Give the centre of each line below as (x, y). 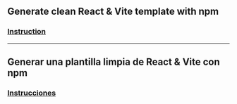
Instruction (27, 32)
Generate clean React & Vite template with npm (113, 12)
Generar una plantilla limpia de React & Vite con (114, 62)
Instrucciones (32, 93)
